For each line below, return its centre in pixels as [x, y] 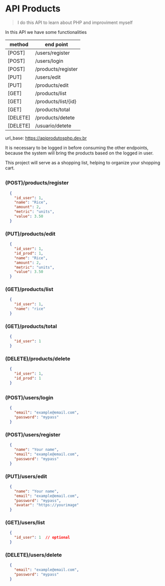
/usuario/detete [53, 126]
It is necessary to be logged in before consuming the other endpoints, [77, 147]
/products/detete [55, 118]
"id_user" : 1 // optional [42, 538]
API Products [33, 9]
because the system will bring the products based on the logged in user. [79, 153]
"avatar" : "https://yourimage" [47, 505]
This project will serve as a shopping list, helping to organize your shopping [83, 162]
